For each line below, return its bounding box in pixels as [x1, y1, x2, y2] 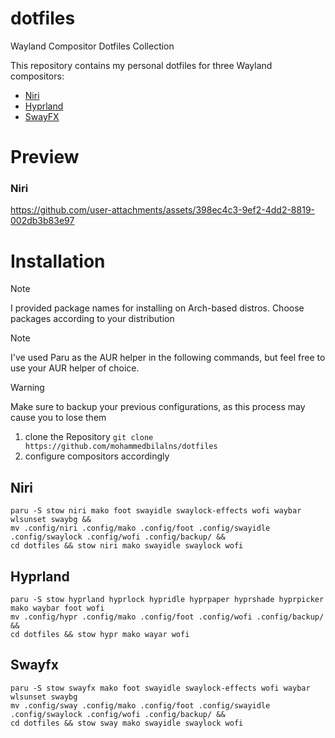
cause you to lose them [10, 412, 107, 424]
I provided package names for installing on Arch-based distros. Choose [10, 302, 305, 314]
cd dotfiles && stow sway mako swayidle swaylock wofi [10, 718, 244, 728]
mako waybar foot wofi [10, 603, 105, 613]
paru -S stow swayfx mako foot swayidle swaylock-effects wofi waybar [10, 683, 311, 693]
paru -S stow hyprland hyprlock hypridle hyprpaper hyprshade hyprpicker [10, 594, 325, 604]
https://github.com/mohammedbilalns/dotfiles [24, 442, 218, 452]
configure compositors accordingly [24, 450, 170, 462]
